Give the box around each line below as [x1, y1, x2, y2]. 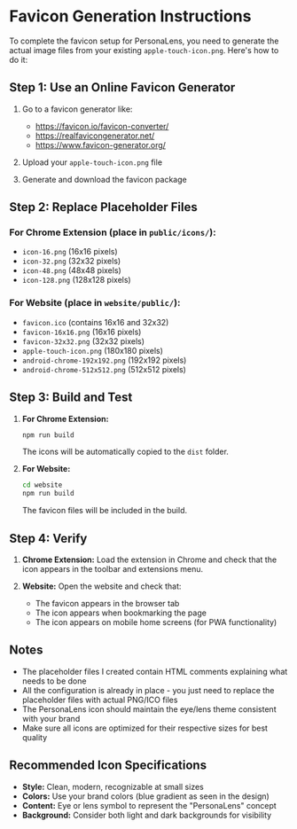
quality [21, 731, 48, 742]
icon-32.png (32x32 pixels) [21, 255, 121, 267]
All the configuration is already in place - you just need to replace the [21, 684, 275, 695]
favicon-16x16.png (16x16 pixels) [21, 326, 142, 337]
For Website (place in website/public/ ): [9, 297, 181, 309]
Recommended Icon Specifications [9, 758, 207, 773]
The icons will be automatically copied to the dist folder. [21, 446, 229, 458]
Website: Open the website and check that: [21, 581, 182, 591]
